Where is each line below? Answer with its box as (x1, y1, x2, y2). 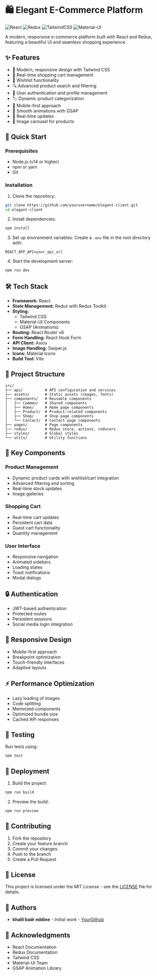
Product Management (5, 463, 59, 470)
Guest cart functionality (12, 524, 61, 531)
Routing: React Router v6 (12, 330, 64, 336)
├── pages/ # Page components (5, 422, 83, 427)
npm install (5, 226, 30, 231)
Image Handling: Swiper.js (12, 345, 67, 351)
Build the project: (12, 780, 47, 786)
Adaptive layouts (12, 664, 47, 670)
